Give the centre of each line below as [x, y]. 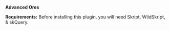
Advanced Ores [22, 7]
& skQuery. [17, 22]
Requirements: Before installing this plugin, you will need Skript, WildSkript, [85, 17]
